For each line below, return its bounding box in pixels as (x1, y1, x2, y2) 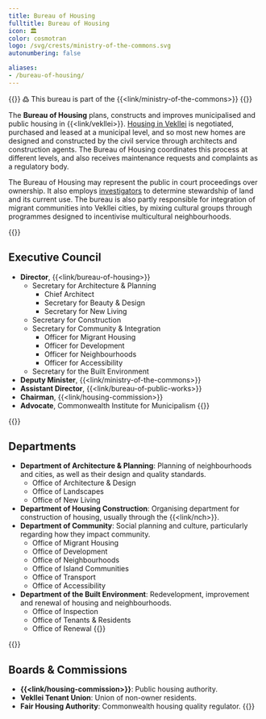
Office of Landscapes (31, 487, 105, 496)
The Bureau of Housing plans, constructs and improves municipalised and (8, 110, 256, 119)
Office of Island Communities (31, 564, 129, 574)
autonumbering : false (8, 49, 81, 57)
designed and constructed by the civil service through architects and (8, 136, 238, 145)
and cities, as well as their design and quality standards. (19, 470, 207, 479)
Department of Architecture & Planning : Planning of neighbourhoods (19, 461, 252, 470)
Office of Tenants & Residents (31, 615, 131, 625)
